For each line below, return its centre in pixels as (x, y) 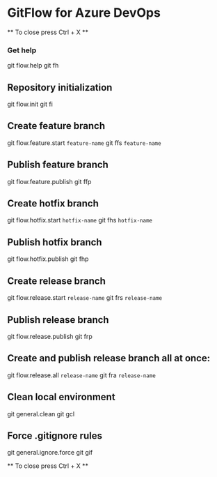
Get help (22, 50)
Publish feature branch (58, 165)
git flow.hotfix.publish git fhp (48, 259)
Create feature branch (56, 126)
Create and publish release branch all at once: (109, 358)
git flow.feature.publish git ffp (49, 181)
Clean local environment (62, 397)
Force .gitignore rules (55, 436)
